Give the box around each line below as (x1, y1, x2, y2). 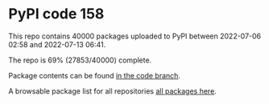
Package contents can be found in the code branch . (8, 70, 181, 80)
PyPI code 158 (8, 5, 105, 23)
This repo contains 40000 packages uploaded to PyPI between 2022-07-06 (8, 31, 262, 41)
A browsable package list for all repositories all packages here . (8, 86, 217, 96)
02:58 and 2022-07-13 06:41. (8, 39, 106, 49)
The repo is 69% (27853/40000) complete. (8, 55, 152, 65)
